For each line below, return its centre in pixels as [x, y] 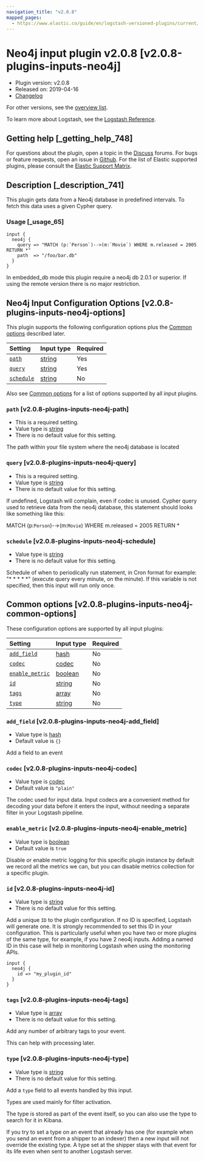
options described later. [36, 334]
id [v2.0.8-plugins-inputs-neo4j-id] [60, 889]
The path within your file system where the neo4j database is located [93, 447]
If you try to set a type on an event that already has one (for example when [100, 1132]
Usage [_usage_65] [35, 222]
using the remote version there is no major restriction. [73, 284]
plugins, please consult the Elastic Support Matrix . [69, 166]
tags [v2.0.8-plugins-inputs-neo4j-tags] [67, 1000]
